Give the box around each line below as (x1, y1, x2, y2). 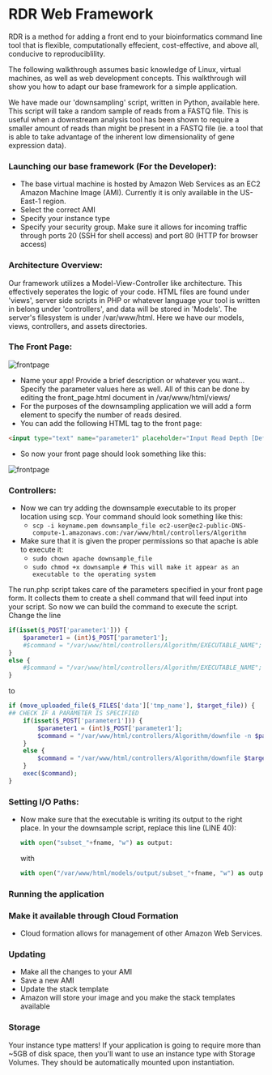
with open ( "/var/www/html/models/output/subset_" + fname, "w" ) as (19, 868, 245, 877)
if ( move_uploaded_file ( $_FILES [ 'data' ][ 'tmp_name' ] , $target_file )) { (8, 702, 255, 710)
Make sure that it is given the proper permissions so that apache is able (19, 536, 259, 545)
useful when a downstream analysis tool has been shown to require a (8, 114, 240, 124)
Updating (8, 949, 46, 960)
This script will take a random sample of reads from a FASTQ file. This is (8, 106, 249, 116)
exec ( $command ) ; (23, 770, 79, 778)
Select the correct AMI (19, 205, 96, 215)
